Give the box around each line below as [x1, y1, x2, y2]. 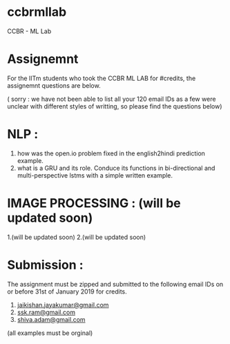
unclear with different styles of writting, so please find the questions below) [7, 102, 222, 111]
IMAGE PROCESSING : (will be [7, 195, 181, 211]
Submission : [7, 257, 84, 273]
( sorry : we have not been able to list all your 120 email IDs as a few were [7, 95, 216, 103]
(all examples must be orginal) [7, 329, 93, 337]
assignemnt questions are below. [7, 81, 102, 90]
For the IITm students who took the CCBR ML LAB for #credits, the [7, 74, 196, 82]
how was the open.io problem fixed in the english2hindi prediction [17, 149, 206, 157]
